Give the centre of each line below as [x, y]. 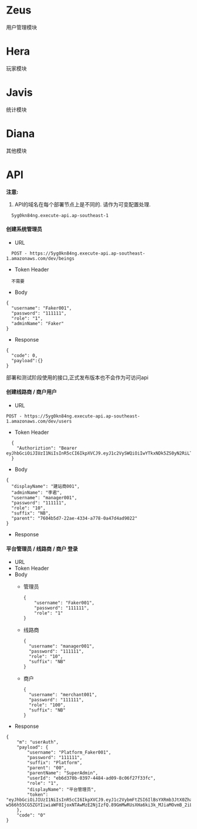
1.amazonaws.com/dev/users [39, 422]
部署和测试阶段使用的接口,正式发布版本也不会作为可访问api [77, 377]
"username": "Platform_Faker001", [69, 753]
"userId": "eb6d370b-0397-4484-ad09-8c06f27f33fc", [92, 778]
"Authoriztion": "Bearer [47, 448]
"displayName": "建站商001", [46, 487]
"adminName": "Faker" [38, 323]
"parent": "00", [47, 768]
